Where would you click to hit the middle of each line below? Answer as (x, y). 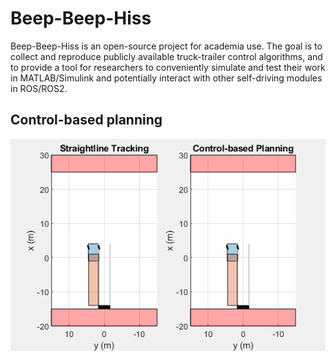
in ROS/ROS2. (39, 88)
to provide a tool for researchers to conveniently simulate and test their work (168, 67)
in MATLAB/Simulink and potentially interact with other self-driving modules (166, 78)
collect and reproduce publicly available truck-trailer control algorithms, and (166, 56)
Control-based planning (86, 120)
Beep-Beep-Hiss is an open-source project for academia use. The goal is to (166, 46)
